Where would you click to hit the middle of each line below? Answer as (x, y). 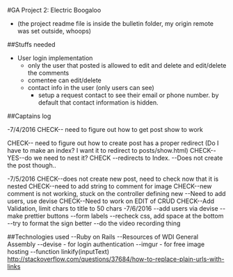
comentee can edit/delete (65, 80)
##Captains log (29, 116)
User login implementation (55, 58)
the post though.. (32, 165)
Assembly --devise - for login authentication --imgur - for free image (106, 244)
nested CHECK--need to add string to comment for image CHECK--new (110, 186)
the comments (48, 73)
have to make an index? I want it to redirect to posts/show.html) (98, 150)
